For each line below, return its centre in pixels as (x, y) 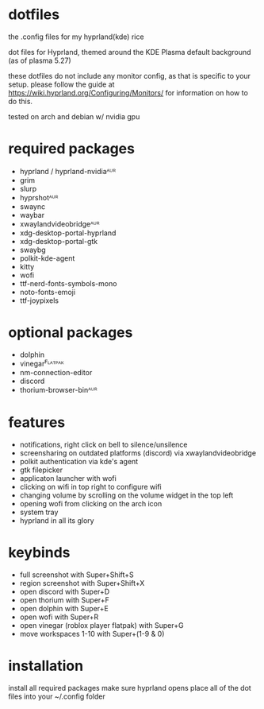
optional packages (71, 333)
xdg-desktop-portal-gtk (59, 241)
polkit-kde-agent (47, 258)
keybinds (39, 552)
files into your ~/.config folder (57, 696)
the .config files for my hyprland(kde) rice (76, 37)
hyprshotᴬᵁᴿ (39, 197)
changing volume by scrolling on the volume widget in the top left (126, 495)
